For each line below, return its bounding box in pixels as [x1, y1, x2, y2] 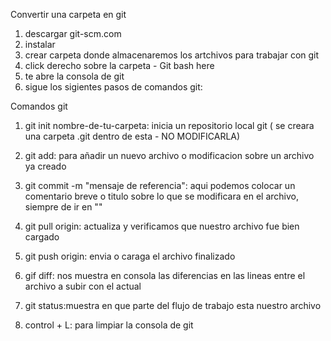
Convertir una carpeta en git [10, 9, 127, 20]
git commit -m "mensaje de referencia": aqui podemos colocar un [24, 180, 296, 191]
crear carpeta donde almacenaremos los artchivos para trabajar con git [24, 49, 320, 61]
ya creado [24, 160, 67, 172]
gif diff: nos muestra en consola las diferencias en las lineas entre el [24, 270, 306, 281]
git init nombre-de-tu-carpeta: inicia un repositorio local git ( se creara [24, 120, 315, 131]
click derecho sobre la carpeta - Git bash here [24, 60, 215, 71]
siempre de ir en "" [24, 201, 103, 213]
